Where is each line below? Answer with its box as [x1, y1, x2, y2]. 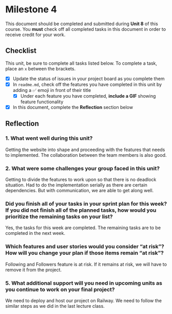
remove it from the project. [5, 266, 62, 273]
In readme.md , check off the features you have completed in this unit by [12, 81, 162, 87]
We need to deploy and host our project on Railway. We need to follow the [5, 297, 162, 304]
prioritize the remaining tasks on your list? [5, 213, 113, 220]
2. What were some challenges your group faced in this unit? [5, 164, 160, 172]
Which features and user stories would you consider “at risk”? [5, 243, 164, 250]
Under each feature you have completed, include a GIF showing [20, 93, 156, 99]
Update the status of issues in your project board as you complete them [12, 76, 165, 82]
